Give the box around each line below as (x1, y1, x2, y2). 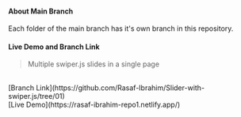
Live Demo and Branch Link (8, 42, 101, 51)
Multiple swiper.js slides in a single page (27, 59, 160, 69)
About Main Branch (8, 6, 74, 16)
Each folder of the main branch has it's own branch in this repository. (8, 24, 234, 33)
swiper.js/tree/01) (8, 92, 65, 101)
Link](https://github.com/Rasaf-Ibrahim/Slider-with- (35, 83, 205, 92)
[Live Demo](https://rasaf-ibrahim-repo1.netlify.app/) (8, 100, 181, 110)
